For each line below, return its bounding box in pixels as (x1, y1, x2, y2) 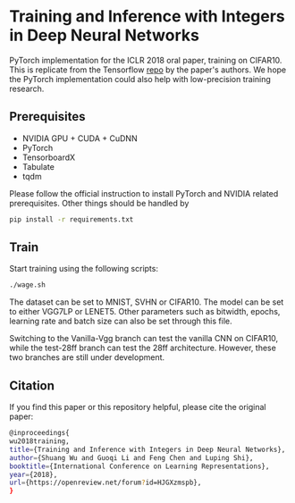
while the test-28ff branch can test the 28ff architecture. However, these (9, 342, 277, 354)
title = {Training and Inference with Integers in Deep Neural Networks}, (9, 445, 286, 454)
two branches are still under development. (9, 352, 165, 363)
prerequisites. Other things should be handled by (9, 197, 190, 208)
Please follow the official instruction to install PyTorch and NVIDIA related (9, 188, 279, 198)
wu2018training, (9, 437, 70, 446)
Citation (9, 378, 55, 393)
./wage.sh (9, 281, 46, 289)
